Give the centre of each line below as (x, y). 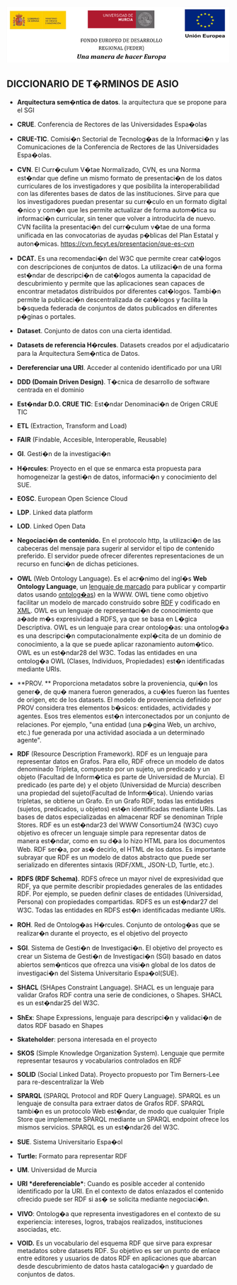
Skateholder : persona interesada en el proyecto (87, 1039)
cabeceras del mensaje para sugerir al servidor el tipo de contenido (116, 548)
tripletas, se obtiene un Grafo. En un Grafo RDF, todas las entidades (115, 801)
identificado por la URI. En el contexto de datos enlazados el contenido (120, 1191)
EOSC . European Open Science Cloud (72, 498)
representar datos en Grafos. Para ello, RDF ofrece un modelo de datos (120, 761)
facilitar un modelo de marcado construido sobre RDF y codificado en (118, 602)
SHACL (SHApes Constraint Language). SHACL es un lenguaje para (115, 987)
